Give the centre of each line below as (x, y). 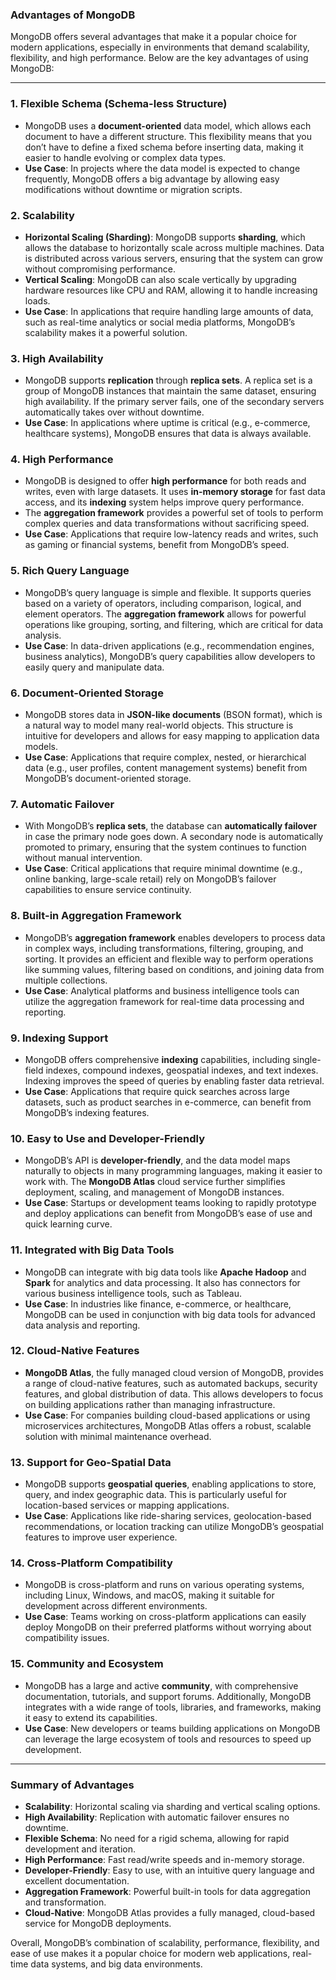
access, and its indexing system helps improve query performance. (164, 502)
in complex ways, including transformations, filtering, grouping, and (164, 948)
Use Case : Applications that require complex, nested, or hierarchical (165, 757)
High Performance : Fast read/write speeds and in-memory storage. (164, 1860)
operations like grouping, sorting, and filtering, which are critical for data (174, 624)
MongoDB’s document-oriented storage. (108, 779)
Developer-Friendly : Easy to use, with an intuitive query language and (169, 1870)
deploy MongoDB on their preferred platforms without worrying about (168, 1627)
